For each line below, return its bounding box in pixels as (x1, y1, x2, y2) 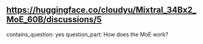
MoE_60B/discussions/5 (6, 15, 102, 25)
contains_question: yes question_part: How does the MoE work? (6, 31, 169, 38)
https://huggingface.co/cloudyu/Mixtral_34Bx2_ (6, 5, 197, 15)
